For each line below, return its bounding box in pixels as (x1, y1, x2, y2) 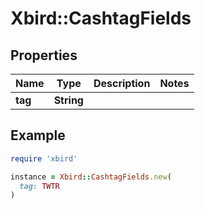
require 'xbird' (10, 153, 78, 164)
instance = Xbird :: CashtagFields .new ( (10, 172, 172, 182)
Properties (10, 47, 78, 64)
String (53, 93, 84, 107)
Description (93, 77, 151, 90)
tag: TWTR (19, 181, 60, 191)
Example (10, 127, 66, 144)
